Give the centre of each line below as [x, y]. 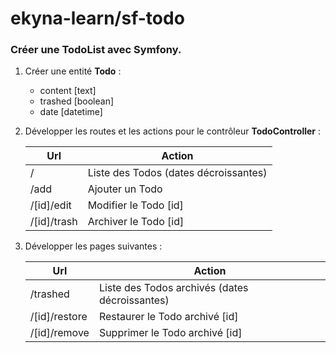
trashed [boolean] [77, 101]
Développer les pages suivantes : [93, 246]
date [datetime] [71, 112]
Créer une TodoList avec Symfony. [96, 50]
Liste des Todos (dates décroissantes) [177, 173]
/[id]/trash [53, 222]
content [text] [68, 91]
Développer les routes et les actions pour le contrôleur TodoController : [173, 131]
